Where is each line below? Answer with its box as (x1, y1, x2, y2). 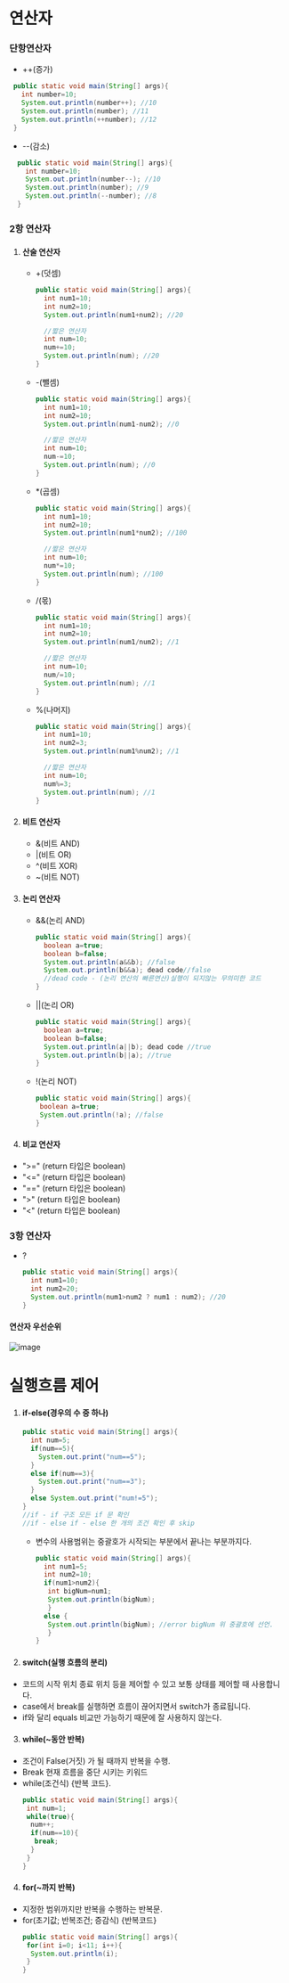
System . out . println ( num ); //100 (43, 569, 164, 578)
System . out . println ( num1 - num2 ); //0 (43, 420, 180, 429)
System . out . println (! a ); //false (39, 1110, 164, 1119)
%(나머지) (35, 704, 71, 715)
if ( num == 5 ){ (30, 1444, 75, 1453)
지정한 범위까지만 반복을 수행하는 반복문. (21, 1904, 163, 1914)
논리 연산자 (21, 893, 60, 905)
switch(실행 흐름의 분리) (21, 1657, 108, 1668)
